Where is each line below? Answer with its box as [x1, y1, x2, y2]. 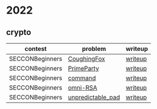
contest [24, 45, 47, 53]
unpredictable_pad [67, 93, 120, 101]
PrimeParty [67, 65, 99, 72]
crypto [6, 27, 31, 37]
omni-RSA [67, 84, 97, 92]
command [67, 74, 96, 82]
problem [81, 45, 106, 53]
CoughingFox [67, 54, 105, 63]
